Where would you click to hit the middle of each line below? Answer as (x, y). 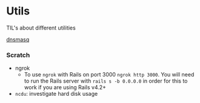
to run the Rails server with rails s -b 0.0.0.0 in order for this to (106, 81)
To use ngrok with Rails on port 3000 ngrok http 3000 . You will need (109, 75)
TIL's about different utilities (41, 28)
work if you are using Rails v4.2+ (65, 87)
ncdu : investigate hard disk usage (56, 94)
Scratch (18, 55)
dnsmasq (18, 39)
